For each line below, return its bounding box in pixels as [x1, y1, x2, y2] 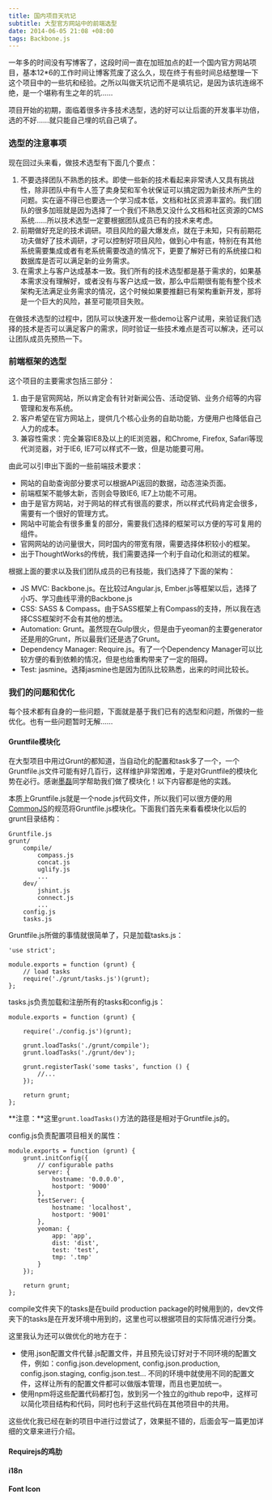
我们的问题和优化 [8, 686, 75, 697]
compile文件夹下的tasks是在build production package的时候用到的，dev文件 [8, 1304, 264, 1314]
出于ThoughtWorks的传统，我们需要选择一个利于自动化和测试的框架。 [19, 548, 255, 559]
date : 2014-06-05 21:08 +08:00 [8, 27, 114, 35]
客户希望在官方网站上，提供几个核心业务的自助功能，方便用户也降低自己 [19, 413, 261, 423]
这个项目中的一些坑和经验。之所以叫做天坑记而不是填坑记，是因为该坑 [8, 78, 243, 87]
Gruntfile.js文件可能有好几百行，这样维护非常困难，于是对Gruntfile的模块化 [8, 766, 258, 776]
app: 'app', [51, 1232, 92, 1240]
